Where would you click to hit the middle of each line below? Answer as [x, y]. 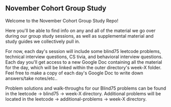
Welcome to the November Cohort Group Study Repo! [62, 20]
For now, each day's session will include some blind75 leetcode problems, [83, 51]
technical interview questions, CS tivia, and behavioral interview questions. [84, 57]
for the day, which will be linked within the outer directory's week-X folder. [83, 67]
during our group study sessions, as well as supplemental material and [80, 36]
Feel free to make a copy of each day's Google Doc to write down [74, 73]
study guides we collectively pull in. [43, 41]
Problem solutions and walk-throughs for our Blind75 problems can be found [86, 88]
